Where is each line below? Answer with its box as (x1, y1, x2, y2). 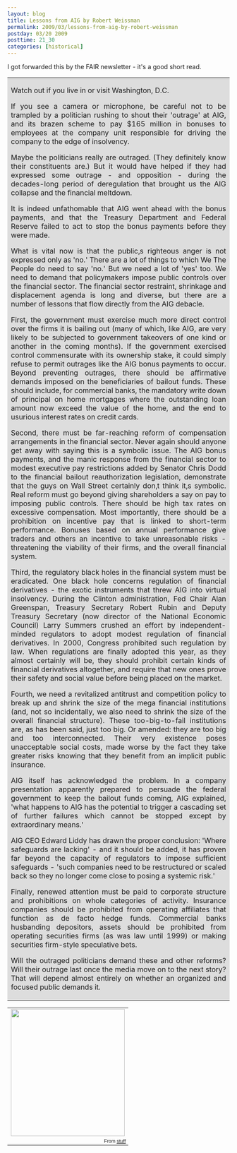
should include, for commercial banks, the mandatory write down (11, 386, 226, 395)
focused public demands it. (11, 982, 101, 992)
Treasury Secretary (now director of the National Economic (11, 611, 226, 621)
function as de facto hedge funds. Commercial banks (11, 914, 226, 923)
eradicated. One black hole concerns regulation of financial (11, 576, 226, 586)
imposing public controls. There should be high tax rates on (11, 498, 226, 508)
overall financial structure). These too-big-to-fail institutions (11, 716, 226, 725)
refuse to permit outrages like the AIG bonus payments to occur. (11, 359, 226, 369)
